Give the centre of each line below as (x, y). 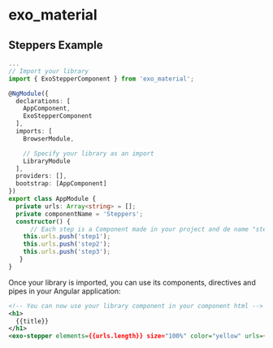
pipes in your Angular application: (65, 291)
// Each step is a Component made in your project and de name (139, 229)
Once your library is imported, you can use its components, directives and (132, 282)
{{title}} (32, 321)
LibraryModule (47, 161)
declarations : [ (43, 101)
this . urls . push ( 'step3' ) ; (67, 252)
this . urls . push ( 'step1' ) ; (67, 237)
